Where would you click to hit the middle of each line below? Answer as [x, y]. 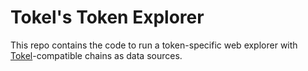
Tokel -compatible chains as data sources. [96, 55]
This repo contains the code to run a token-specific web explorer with [154, 45]
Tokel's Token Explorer [107, 17]
